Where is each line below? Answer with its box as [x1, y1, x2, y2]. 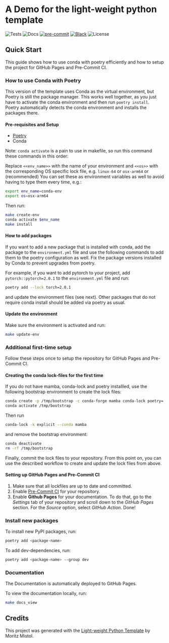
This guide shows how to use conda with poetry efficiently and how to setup [5, 59, 164, 65]
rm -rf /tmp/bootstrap [5, 446, 53, 451]
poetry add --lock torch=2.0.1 [5, 285, 71, 290]
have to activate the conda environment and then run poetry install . [5, 99, 150, 105]
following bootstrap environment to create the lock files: [5, 389, 122, 395]
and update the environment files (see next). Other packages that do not [5, 294, 156, 300]
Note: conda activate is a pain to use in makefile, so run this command [5, 148, 152, 154]
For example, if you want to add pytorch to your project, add [5, 270, 130, 276]
